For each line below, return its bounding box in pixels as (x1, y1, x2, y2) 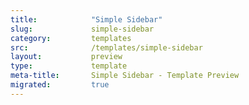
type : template (10, 61, 128, 71)
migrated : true (10, 80, 110, 90)
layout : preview (10, 52, 123, 62)
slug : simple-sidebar (10, 24, 155, 34)
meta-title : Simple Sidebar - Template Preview (10, 71, 240, 81)
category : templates (10, 33, 132, 43)
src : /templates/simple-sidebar (10, 42, 203, 53)
